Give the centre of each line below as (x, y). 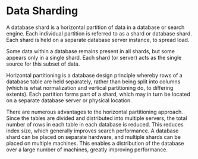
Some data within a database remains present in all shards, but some (91, 51)
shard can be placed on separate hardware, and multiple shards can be (94, 137)
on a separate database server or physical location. (69, 100)
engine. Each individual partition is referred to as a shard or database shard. (99, 33)
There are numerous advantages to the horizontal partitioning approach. (95, 112)
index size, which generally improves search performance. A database (92, 131)
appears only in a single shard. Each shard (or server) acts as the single (94, 57)
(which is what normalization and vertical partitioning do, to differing (90, 87)
